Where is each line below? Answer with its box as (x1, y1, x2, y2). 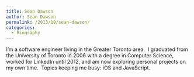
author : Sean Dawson (6, 14, 57, 20)
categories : (6, 24, 35, 31)
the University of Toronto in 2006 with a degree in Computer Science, (6, 52, 174, 59)
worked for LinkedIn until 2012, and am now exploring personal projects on (6, 58, 186, 65)
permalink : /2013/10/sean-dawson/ (6, 19, 91, 25)
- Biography (11, 30, 41, 36)
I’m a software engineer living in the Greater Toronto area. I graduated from (6, 46, 188, 53)
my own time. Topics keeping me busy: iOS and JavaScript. (6, 64, 151, 71)
